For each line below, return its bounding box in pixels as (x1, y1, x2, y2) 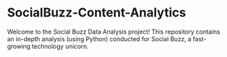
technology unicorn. (32, 42, 89, 50)
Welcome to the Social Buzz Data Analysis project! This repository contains (7, 27, 220, 36)
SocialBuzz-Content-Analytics (7, 5, 186, 21)
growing (7, 42, 31, 50)
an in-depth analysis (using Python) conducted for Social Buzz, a (7, 34, 191, 43)
